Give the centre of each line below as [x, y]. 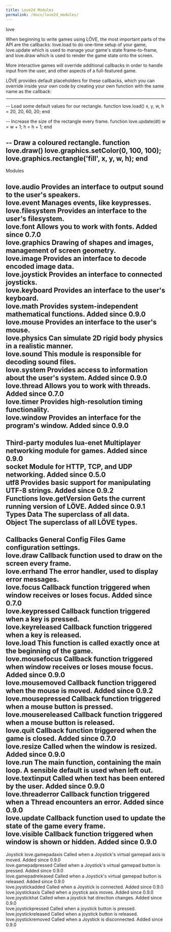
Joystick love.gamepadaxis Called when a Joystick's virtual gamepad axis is [85, 854]
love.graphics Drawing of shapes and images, [80, 242]
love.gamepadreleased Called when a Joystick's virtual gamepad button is [84, 876]
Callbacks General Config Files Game [66, 540]
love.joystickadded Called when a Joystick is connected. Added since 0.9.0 [85, 887]
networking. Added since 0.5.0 [56, 475]
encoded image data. [40, 266]
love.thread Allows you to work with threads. [78, 386]
